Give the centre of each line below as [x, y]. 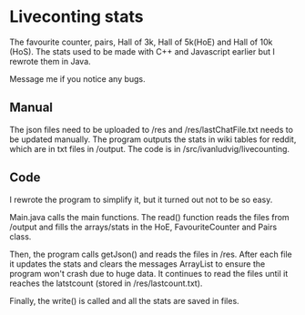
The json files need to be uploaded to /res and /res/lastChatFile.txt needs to [152, 129]
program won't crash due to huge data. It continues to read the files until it [149, 273]
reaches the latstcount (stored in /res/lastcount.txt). [106, 283]
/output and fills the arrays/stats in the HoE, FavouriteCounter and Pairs [143, 227]
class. [20, 236]
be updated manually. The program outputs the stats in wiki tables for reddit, [153, 139]
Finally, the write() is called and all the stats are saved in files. [124, 300]
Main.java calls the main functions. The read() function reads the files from [149, 217]
